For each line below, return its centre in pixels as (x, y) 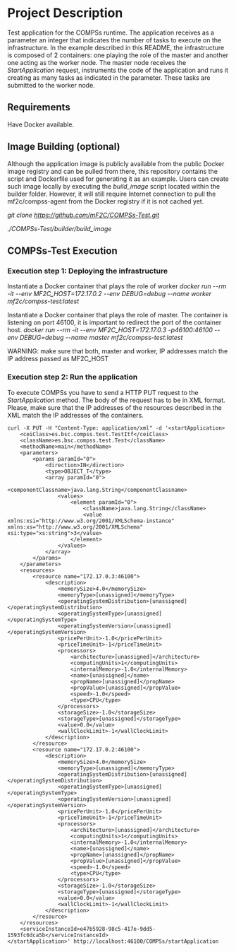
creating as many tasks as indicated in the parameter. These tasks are (109, 77)
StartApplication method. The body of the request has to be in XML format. (116, 400)
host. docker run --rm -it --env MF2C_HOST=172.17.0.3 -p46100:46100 (110, 330)
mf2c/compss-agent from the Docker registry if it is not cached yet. (106, 201)
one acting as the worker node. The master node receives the (97, 62)
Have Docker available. (41, 124)
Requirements (39, 107)
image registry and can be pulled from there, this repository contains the (113, 171)
